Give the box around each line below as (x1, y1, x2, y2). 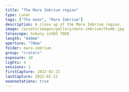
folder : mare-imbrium (5, 45, 51, 51)
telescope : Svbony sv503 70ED (5, 31, 70, 36)
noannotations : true (5, 79, 49, 84)
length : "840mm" (5, 36, 40, 41)
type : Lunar (5, 12, 31, 17)
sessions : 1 (5, 64, 31, 70)
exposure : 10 (5, 55, 33, 60)
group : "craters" (5, 50, 42, 55)
